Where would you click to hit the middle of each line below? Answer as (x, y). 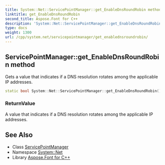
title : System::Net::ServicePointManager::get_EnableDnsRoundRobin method (83, 10)
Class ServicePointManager (40, 147)
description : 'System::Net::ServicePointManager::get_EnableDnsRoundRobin (83, 23)
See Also (19, 135)
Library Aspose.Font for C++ (41, 157)
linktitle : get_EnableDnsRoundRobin (42, 14)
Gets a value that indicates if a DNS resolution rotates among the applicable (82, 76)
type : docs (16, 28)
